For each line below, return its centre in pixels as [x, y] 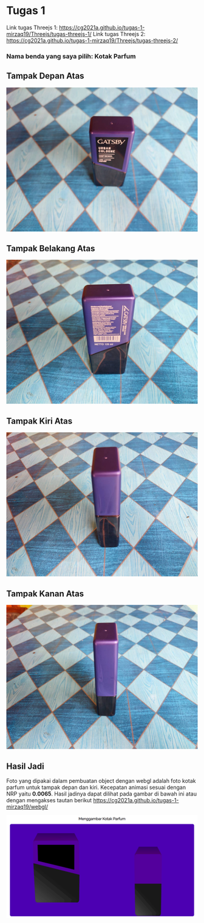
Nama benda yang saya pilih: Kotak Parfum [71, 56]
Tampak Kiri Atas [39, 421]
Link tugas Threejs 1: [32, 27]
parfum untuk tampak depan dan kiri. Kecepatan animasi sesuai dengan [96, 787]
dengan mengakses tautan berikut [49, 800]
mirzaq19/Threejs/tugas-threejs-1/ [49, 34]
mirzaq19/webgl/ [27, 807]
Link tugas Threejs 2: [119, 34]
